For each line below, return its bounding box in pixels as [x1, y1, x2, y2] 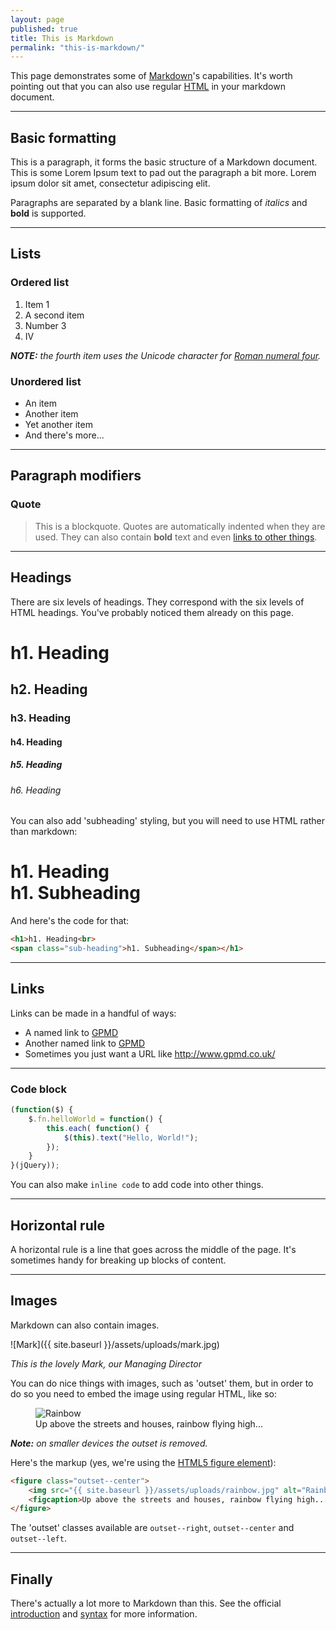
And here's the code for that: [10, 915, 130, 927]
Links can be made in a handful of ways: [10, 1007, 177, 1019]
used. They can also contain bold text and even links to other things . [34, 531, 318, 543]
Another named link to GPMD [24, 1037, 146, 1049]
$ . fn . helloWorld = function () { [28, 1114, 163, 1124]
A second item [24, 309, 85, 321]
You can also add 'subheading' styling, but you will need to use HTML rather [10, 815, 325, 827]
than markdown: [10, 826, 78, 838]
